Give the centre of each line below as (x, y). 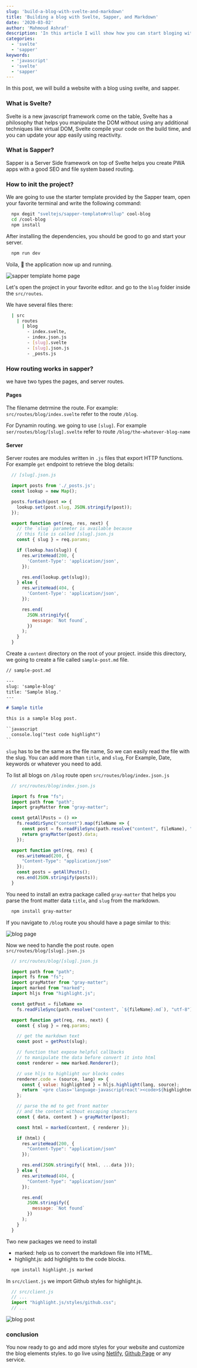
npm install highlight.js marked (52, 1270)
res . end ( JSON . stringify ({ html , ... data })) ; (78, 1165)
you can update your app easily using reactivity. (64, 135)
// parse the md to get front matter (63, 1106)
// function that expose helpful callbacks (71, 1052)
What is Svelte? (29, 103)
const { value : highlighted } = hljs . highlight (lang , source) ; (101, 1085)
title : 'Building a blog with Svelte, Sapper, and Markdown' (82, 17)
